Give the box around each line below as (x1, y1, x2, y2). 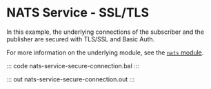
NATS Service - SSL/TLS (6, 5, 150, 21)
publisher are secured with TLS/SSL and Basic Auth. (6, 34, 155, 43)
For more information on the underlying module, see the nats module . (6, 48, 204, 57)
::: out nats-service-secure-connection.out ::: (6, 75, 135, 83)
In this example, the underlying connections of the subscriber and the (6, 28, 205, 36)
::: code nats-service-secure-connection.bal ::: (6, 61, 139, 70)
